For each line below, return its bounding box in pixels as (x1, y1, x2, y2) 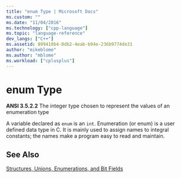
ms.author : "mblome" (6, 52, 57, 58)
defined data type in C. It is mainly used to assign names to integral (6, 126, 169, 133)
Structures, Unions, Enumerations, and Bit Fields (6, 165, 123, 172)
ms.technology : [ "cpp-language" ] (6, 25, 88, 31)
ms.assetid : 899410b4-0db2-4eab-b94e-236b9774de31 (6, 42, 133, 48)
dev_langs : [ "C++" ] (6, 36, 54, 42)
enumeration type (6, 109, 49, 116)
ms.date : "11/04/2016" (6, 19, 62, 25)
